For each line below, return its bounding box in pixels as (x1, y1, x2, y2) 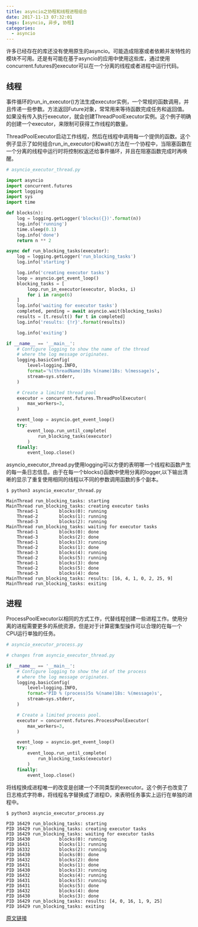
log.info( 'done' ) (17, 232, 60, 238)
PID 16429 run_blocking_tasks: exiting (6, 903, 105, 909)
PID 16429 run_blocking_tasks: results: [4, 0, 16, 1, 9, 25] (6, 898, 163, 904)
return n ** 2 (17, 238, 51, 243)
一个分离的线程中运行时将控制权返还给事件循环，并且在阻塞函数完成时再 (6, 147, 182, 154)
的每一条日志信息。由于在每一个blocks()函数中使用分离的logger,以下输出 (6, 469, 183, 476)
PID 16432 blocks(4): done (6, 887, 99, 894)
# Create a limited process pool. (17, 712, 102, 718)
